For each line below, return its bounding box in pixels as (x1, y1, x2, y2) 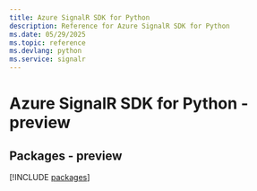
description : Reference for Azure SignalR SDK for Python (9, 22, 230, 30)
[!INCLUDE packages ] (9, 172, 90, 182)
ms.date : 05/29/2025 (9, 30, 87, 39)
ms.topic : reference (9, 38, 87, 48)
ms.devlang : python (9, 47, 82, 56)
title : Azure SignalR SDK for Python (9, 13, 150, 22)
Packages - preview (9, 148, 123, 163)
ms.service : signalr (9, 55, 87, 64)
